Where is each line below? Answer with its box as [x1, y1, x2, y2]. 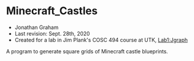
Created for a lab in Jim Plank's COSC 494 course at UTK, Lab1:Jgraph [14, 36, 188, 43]
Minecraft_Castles [6, 4, 98, 18]
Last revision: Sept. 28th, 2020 [14, 30, 90, 37]
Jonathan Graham [14, 24, 59, 31]
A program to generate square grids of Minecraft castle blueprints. [6, 47, 169, 54]
